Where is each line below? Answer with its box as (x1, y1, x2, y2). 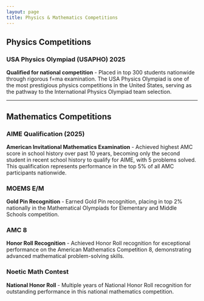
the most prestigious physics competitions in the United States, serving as (6, 82, 192, 89)
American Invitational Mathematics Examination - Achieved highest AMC (6, 143, 193, 150)
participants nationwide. (6, 169, 67, 176)
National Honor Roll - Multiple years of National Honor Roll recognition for (6, 281, 192, 288)
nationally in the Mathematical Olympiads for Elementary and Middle (6, 204, 177, 212)
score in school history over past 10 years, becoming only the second (6, 150, 180, 157)
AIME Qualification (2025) (6, 130, 85, 138)
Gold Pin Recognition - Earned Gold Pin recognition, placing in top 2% (6, 198, 183, 205)
